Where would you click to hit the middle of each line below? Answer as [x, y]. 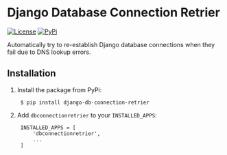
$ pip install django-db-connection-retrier [85, 102]
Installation [32, 73]
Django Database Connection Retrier [114, 13]
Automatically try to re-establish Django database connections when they [111, 44]
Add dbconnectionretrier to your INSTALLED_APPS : [87, 115]
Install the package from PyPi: [59, 89]
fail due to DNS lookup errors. [49, 52]
